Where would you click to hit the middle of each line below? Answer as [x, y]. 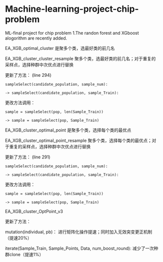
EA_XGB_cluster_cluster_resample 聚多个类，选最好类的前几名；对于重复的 [81, 58]
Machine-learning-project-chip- [72, 9]
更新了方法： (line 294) [28, 75]
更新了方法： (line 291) [28, 157]
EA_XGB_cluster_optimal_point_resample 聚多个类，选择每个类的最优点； [79, 140]
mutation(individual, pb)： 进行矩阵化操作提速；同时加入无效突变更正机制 [79, 232]
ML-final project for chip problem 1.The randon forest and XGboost [72, 33]
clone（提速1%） [26, 254]
